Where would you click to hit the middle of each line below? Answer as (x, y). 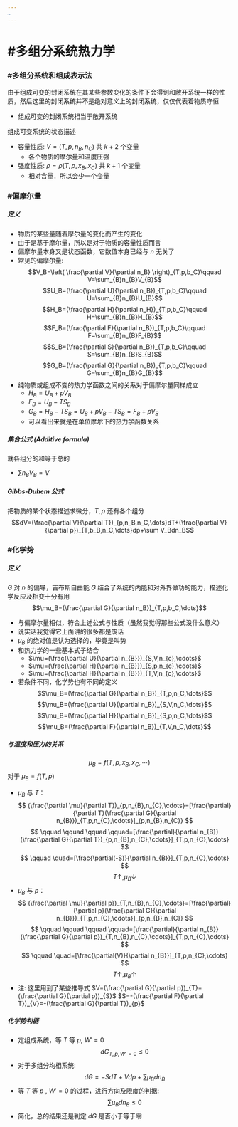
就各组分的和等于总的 (38, 458)
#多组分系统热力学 (61, 51)
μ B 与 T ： (31, 793)
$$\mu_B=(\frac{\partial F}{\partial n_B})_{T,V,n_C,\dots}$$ (125, 727)
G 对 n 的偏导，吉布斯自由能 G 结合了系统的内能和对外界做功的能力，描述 (115, 587)
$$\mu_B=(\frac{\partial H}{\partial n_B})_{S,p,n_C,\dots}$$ (125, 715)
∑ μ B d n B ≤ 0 (125, 1103)
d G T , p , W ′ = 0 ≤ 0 (125, 1052)
